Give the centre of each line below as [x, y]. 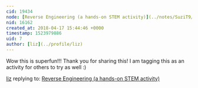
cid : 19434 [19, 11]
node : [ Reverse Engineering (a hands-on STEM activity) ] [77, 17]
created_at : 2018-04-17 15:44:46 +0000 [55, 28]
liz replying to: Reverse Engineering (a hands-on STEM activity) [83, 78]
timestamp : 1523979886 [34, 33]
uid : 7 [14, 39]
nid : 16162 [19, 22]
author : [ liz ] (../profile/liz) [44, 45]
